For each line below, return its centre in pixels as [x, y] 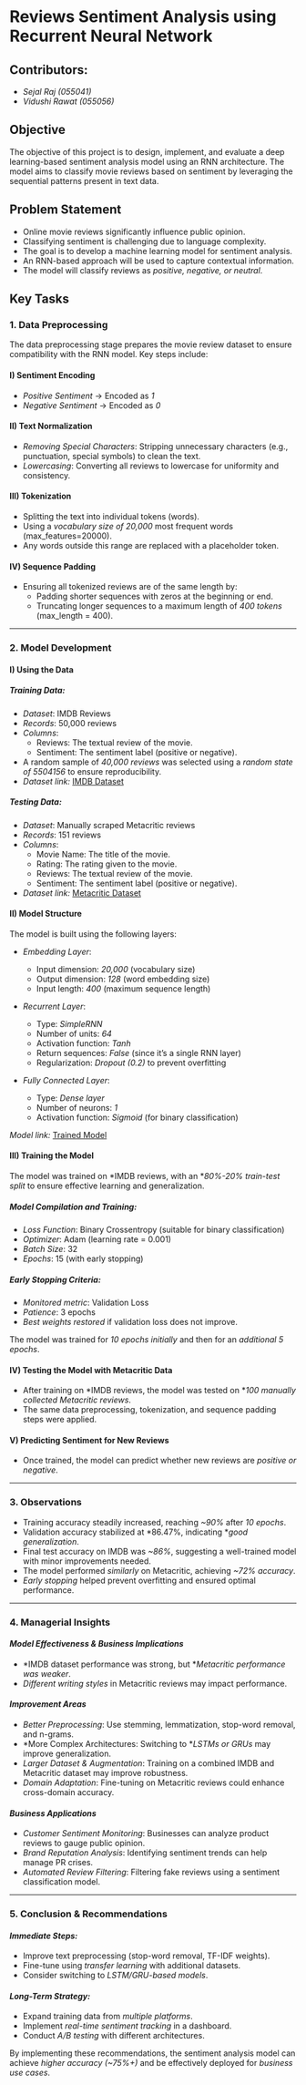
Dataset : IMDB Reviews [66, 714]
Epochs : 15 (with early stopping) [83, 1258]
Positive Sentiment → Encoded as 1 [88, 395]
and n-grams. [48, 1734]
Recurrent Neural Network [111, 36]
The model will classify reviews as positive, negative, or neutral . [143, 270]
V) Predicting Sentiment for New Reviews [89, 1440]
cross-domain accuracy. [68, 1792]
